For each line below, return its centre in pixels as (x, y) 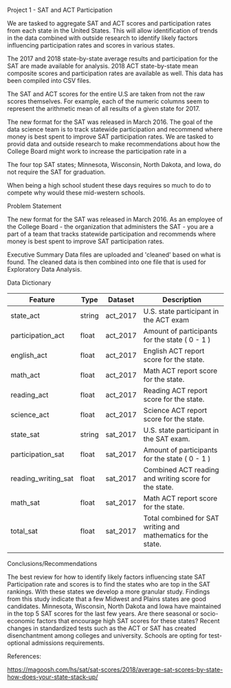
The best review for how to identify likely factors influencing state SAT (107, 577)
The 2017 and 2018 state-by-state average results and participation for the (113, 59)
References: (24, 656)
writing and (162, 527)
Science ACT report (175, 411)
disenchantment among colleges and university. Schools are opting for (107, 636)
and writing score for (177, 478)
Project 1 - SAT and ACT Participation (60, 10)
